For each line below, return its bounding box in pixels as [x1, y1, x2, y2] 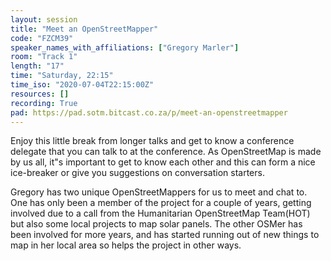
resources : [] [10, 89, 70, 99]
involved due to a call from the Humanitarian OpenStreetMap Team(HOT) [10, 207, 311, 220]
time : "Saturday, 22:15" [10, 71, 114, 81]
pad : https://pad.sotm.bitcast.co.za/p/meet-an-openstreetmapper [10, 107, 288, 118]
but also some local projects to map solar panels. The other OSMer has [10, 218, 303, 230]
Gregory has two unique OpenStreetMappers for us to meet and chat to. [10, 186, 308, 198]
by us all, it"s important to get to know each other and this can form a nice [10, 156, 316, 168]
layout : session [10, 14, 78, 25]
